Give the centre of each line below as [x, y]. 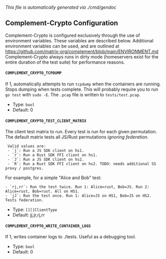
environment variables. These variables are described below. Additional [79, 40]
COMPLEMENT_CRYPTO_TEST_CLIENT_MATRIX [46, 121]
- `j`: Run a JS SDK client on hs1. [46, 151]
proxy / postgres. [24, 169]
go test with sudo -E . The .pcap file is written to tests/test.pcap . [73, 95]
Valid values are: [27, 146]
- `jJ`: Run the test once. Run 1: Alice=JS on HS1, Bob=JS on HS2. [78, 196]
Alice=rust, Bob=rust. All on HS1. [43, 191]
